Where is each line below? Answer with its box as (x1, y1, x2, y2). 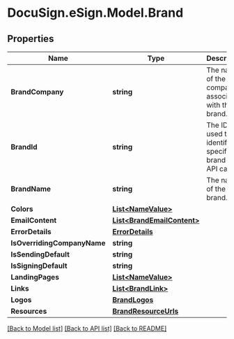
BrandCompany (10, 87, 64, 96)
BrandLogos (112, 295, 154, 305)
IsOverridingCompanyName (10, 238, 106, 247)
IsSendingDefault (10, 250, 70, 259)
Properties (7, 33, 54, 45)
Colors (10, 204, 33, 214)
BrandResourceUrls (112, 306, 179, 316)
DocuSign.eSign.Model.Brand (7, 5, 184, 21)
